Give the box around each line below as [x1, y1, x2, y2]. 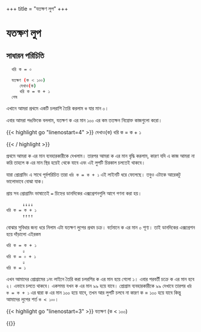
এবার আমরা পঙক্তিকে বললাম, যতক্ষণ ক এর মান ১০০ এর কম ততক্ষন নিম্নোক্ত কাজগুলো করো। [6, 117, 163, 124]
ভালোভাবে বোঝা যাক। [6, 178, 45, 185]
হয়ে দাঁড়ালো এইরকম [6, 231, 41, 237]
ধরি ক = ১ [6, 265, 26, 271]
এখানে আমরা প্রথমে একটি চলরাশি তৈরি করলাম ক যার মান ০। [6, 105, 109, 112]
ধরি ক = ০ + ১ [6, 253, 36, 259]
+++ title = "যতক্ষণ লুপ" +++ [6, 5, 68, 12]
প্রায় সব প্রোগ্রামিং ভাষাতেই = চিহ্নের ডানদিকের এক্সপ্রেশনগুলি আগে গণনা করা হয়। [6, 190, 142, 197]
